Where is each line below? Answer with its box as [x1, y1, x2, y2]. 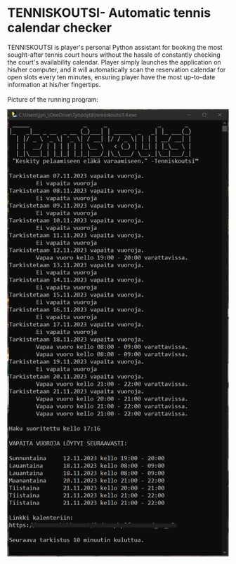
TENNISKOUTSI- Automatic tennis [7, 5, 211, 21]
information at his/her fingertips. [7, 80, 101, 88]
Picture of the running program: [7, 95, 99, 103]
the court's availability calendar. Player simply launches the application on [7, 58, 221, 66]
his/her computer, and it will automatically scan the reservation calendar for [7, 65, 226, 74]
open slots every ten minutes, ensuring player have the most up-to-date [7, 72, 216, 81]
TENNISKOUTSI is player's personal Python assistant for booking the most [7, 43, 223, 51]
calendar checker [7, 20, 112, 36]
